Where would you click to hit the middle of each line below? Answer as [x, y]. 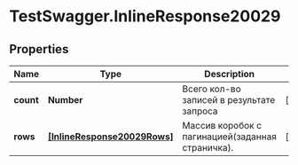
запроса [200, 111]
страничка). [208, 148]
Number [65, 100]
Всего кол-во [212, 89]
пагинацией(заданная [229, 137]
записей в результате [229, 100]
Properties [39, 49]
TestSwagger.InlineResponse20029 [145, 16]
